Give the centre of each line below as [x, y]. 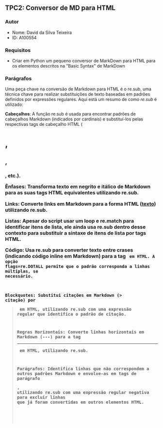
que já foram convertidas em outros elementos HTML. [81, 402]
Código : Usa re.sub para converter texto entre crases [69, 250]
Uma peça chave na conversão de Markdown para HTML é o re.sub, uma [78, 89]
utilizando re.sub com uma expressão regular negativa [83, 392]
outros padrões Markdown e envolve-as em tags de [77, 374]
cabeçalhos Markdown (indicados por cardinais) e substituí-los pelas [74, 119]
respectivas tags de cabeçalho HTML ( [44, 124]
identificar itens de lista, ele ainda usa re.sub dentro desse [75, 227]
